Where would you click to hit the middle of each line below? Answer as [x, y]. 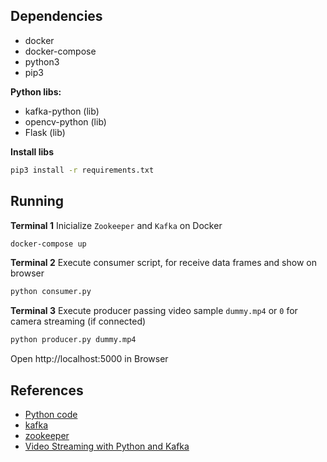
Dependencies [56, 16]
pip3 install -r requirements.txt [82, 170]
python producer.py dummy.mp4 [73, 340]
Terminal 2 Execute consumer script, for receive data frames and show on [163, 263]
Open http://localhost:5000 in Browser [89, 359]
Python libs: [36, 91]
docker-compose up [48, 244]
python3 [42, 61]
